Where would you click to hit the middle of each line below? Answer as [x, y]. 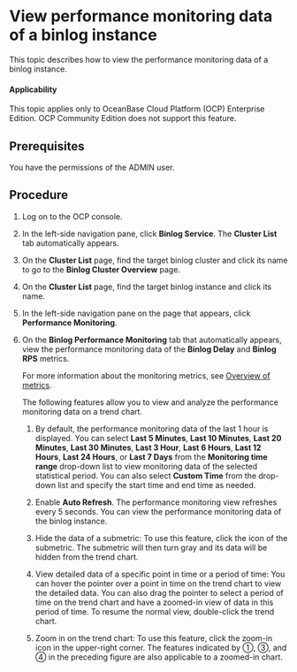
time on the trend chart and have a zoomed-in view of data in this [154, 602]
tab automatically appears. [70, 243]
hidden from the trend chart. [87, 557]
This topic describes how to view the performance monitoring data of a [139, 59]
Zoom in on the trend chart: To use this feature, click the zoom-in [153, 638]
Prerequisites [47, 146]
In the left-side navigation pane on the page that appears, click [136, 313]
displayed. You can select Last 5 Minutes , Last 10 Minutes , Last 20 [158, 438]
